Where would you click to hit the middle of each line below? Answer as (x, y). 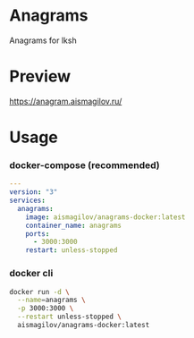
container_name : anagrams (74, 225)
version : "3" (34, 192)
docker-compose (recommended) (85, 165)
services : (28, 201)
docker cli (31, 274)
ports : (38, 233)
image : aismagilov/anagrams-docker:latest (105, 217)
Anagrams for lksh (43, 40)
